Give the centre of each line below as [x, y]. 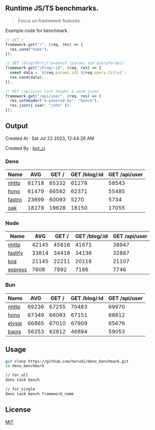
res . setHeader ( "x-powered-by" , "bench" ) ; [55, 101]
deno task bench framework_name [40, 394]
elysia [15, 323]
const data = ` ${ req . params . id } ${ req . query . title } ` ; [68, 73]
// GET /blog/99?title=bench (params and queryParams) [65, 63]
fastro [15, 199]
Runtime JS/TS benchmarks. [52, 8]
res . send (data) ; [27, 77]
